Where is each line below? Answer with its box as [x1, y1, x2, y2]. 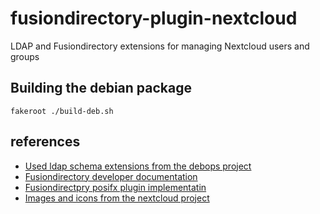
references [10, 133, 81, 151]
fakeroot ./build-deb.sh [10, 106, 114, 116]
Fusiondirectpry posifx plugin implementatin [24, 181, 207, 193]
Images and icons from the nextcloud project [24, 192, 210, 204]
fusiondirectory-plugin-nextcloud [10, 7, 298, 30]
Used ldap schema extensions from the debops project [24, 160, 252, 172]
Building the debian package [10, 80, 192, 97]
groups [10, 50, 40, 62]
